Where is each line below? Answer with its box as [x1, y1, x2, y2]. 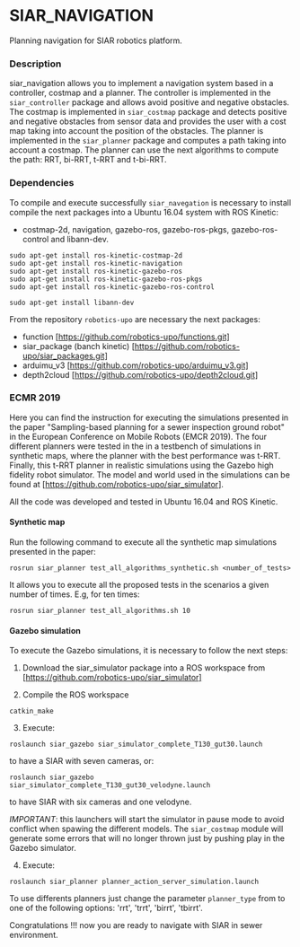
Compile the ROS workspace [22, 689, 129, 700]
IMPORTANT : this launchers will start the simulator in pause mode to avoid [9, 814, 285, 825]
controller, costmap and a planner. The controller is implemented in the [9, 87, 271, 99]
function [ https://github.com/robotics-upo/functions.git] [22, 331, 231, 342]
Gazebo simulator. [9, 843, 76, 854]
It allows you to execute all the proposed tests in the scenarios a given [9, 580, 269, 591]
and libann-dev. [50, 233, 110, 244]
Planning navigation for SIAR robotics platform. [9, 35, 182, 46]
